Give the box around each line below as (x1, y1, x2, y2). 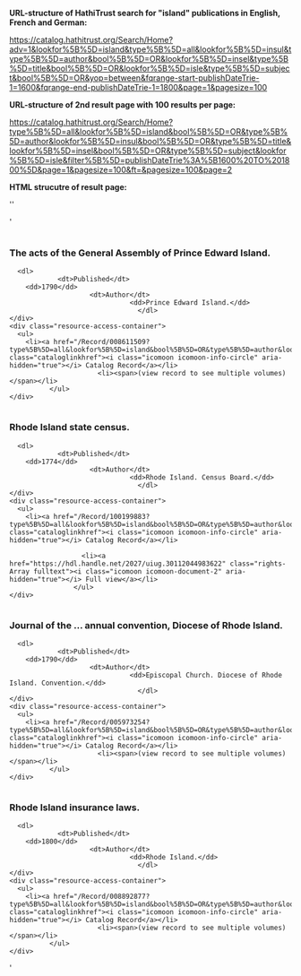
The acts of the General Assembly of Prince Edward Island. (9, 246, 271, 259)
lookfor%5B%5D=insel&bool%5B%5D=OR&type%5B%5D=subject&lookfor (9, 145, 287, 156)
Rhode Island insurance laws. (9, 801, 141, 814)
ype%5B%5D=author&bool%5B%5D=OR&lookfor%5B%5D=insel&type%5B (9, 54, 289, 64)
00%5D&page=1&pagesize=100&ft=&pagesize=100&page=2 (9, 165, 233, 175)
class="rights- (229, 559, 287, 568)
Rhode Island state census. (9, 421, 130, 434)
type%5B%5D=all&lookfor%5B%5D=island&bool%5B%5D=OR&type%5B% (9, 126, 288, 137)
